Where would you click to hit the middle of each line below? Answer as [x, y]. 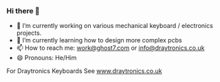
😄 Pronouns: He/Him [46, 58]
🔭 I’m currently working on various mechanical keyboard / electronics [115, 26]
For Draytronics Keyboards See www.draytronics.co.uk [84, 71]
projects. [29, 33]
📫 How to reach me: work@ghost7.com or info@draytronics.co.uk [110, 48]
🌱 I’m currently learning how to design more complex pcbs [99, 40]
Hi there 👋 [23, 11]
